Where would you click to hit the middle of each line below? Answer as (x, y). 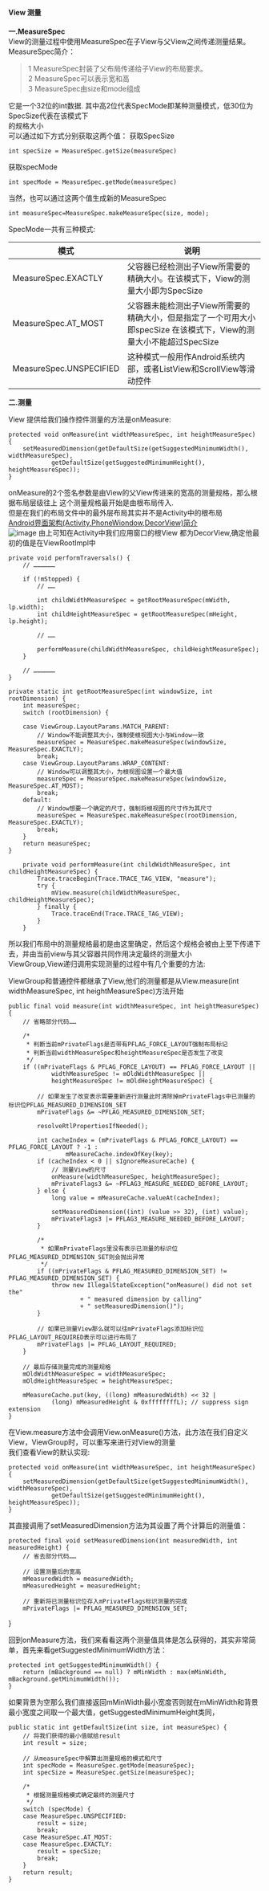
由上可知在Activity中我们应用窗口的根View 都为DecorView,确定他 (146, 533)
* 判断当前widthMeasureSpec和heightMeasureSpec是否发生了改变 (125, 1053)
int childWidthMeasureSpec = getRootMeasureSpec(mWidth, (134, 601)
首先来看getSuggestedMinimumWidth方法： (95, 1650)
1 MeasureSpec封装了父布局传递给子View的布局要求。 (118, 69)
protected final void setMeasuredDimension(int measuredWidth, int (123, 1541)
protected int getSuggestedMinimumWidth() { (84, 1665)
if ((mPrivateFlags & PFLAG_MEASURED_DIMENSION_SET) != (132, 1272)
